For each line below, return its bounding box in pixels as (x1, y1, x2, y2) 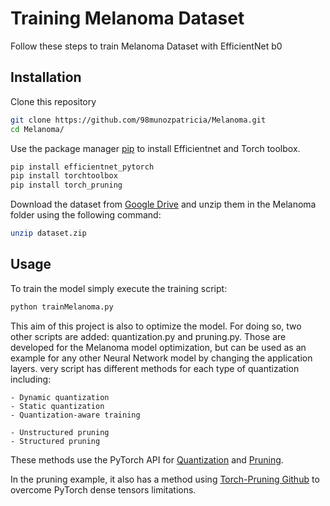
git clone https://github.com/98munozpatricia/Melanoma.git (10, 115, 267, 125)
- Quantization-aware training (10, 410, 141, 420)
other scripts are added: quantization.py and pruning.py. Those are (10, 330, 287, 342)
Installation (10, 69, 82, 86)
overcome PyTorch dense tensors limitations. (10, 483, 197, 496)
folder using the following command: (10, 209, 162, 221)
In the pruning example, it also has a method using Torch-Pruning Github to (10, 473, 320, 485)
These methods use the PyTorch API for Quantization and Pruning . (10, 453, 284, 466)
